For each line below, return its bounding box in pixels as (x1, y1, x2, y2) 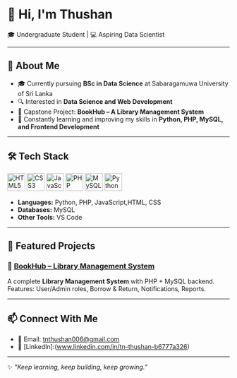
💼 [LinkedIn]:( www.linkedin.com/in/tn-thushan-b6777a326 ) (17, 343, 190, 351)
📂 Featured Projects (7, 240, 96, 252)
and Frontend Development (17, 122, 100, 131)
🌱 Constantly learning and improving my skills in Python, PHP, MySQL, (17, 114, 224, 123)
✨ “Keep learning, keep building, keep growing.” (7, 363, 148, 372)
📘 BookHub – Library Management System (7, 261, 155, 271)
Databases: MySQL (17, 205, 75, 214)
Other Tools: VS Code (17, 213, 83, 221)
